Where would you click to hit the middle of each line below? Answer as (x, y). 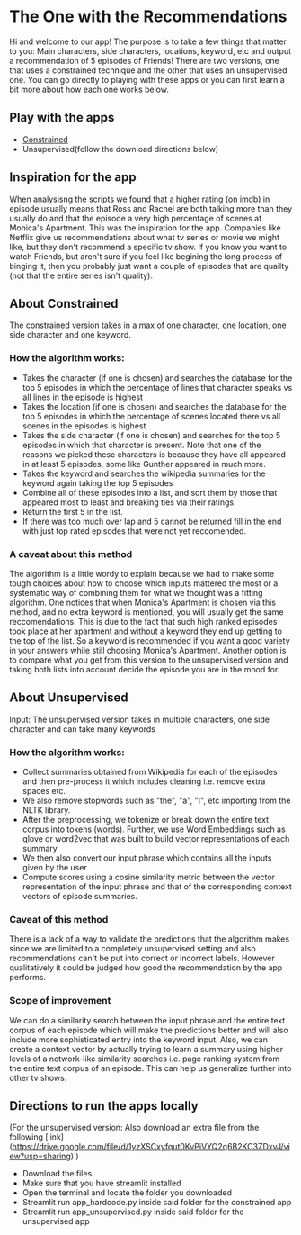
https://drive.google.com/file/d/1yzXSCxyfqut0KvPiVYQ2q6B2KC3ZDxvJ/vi (151, 1147)
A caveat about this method (71, 554)
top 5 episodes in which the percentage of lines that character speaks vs (157, 387)
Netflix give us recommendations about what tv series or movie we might (145, 237)
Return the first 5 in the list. (72, 511)
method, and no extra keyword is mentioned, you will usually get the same (147, 612)
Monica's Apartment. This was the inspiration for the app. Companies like (145, 228)
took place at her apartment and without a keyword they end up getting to (146, 631)
